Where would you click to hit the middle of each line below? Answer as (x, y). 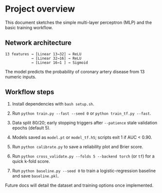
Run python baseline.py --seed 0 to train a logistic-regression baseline (84, 171)
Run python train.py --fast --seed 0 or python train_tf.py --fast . (81, 113)
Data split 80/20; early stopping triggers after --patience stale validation (85, 123)
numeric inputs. (21, 77)
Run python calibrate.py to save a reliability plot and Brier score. (78, 146)
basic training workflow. (29, 27)
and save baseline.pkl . (36, 175)
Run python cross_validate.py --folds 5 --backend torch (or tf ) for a (83, 156)
